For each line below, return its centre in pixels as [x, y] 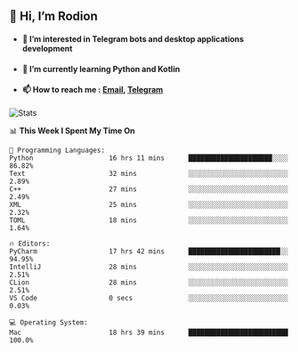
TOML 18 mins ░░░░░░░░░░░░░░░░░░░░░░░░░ [149, 220]
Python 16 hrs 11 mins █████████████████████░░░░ [149, 158]
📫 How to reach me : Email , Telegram [93, 90]
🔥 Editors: [30, 244]
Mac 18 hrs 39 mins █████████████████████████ [149, 332]
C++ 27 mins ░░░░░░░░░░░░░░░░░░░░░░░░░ [149, 189]
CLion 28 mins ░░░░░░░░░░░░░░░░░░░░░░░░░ [149, 282]
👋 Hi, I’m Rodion [53, 16]
